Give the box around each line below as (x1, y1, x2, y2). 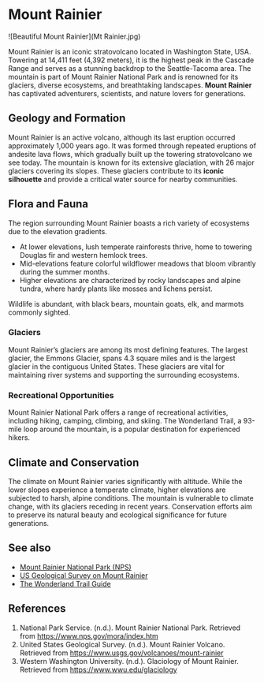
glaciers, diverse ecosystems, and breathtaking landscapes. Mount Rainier (8, 80, 252, 90)
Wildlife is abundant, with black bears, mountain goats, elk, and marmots (8, 299, 244, 308)
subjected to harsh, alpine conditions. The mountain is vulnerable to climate (8, 493, 254, 502)
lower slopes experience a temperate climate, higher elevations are (8, 485, 226, 494)
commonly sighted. (8, 307, 71, 317)
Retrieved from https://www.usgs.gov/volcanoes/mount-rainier (19, 648, 224, 658)
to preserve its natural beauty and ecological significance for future (8, 510, 227, 520)
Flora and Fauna (8, 197, 89, 211)
